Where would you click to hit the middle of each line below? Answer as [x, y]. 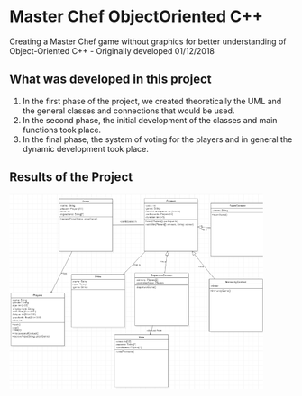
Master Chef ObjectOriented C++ [136, 17]
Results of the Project [71, 177]
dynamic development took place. [85, 148]
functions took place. [62, 130]
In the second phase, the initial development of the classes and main [150, 120]
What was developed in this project [110, 80]
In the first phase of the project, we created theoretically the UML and [152, 101]
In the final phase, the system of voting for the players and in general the [157, 139]
